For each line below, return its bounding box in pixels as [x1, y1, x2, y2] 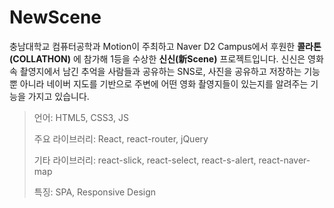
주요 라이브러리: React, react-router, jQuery [33, 132, 209, 145]
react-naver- [258, 154, 311, 166]
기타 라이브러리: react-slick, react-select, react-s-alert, [33, 154, 257, 166]
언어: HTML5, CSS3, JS [33, 111, 129, 123]
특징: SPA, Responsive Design [33, 186, 157, 198]
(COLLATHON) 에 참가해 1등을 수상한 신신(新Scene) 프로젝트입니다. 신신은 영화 [9, 52, 324, 65]
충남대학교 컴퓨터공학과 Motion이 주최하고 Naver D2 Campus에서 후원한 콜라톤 [9, 40, 322, 52]
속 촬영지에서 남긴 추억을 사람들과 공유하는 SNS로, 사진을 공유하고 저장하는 [9, 65, 302, 77]
